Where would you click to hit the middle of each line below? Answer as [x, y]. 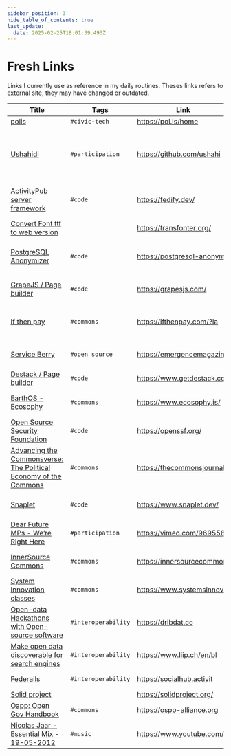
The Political [31, 468]
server [21, 200]
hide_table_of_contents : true [51, 20]
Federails [25, 679]
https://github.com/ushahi [179, 154]
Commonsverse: [37, 459]
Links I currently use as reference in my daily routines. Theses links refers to [115, 86]
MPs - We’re [31, 533]
